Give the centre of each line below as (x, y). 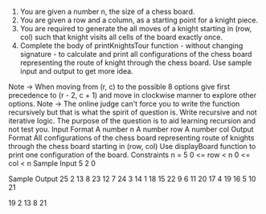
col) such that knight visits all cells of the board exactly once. (121, 37)
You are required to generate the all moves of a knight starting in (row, (136, 28)
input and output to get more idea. (77, 71)
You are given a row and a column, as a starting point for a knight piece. (139, 20)
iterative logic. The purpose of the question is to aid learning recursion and (132, 121)
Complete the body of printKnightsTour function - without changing (131, 46)
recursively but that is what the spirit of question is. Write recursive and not (133, 112)
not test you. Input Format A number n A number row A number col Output (131, 129)
